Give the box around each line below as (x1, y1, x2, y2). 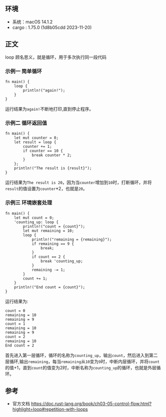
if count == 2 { (31, 254, 65, 259)
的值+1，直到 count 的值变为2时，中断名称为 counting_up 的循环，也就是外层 (5, 364, 157, 370)
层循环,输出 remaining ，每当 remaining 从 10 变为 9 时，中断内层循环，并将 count (5, 358, 160, 364)
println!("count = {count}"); (23, 224, 85, 229)
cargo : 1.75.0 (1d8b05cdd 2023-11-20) (12, 24, 92, 30)
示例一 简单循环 (5, 67, 42, 74)
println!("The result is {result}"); (14, 166, 92, 171)
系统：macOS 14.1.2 (12, 19, 53, 25)
